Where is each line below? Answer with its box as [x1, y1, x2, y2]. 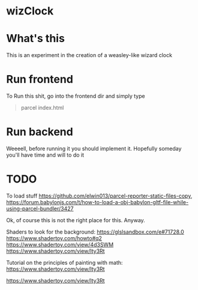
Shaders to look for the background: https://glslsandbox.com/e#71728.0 [6, 228, 184, 235]
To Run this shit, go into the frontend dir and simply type [6, 92, 145, 100]
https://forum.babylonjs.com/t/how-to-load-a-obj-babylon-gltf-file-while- [6, 198, 189, 205]
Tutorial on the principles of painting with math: [6, 259, 123, 266]
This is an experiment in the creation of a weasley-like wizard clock [6, 52, 173, 59]
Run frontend [6, 73, 74, 86]
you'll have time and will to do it [6, 151, 85, 159]
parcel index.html [20, 104, 64, 112]
